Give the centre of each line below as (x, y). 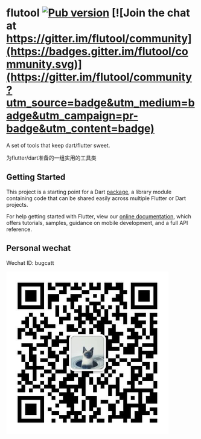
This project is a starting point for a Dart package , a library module (89, 192)
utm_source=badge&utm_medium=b (101, 103)
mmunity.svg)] (44, 64)
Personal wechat (39, 248)
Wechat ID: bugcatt (30, 262)
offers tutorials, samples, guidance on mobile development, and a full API (97, 223)
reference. (19, 229)
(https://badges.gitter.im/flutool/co (97, 52)
